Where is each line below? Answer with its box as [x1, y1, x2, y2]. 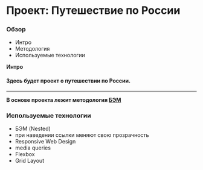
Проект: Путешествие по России [6, 4, 181, 17]
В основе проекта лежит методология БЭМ [6, 96, 121, 103]
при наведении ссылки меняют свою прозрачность [14, 131, 149, 139]
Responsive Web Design [14, 137, 76, 145]
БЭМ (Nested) [14, 125, 51, 132]
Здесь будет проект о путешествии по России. [6, 77, 131, 84]
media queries [14, 144, 51, 151]
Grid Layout [14, 157, 44, 164]
